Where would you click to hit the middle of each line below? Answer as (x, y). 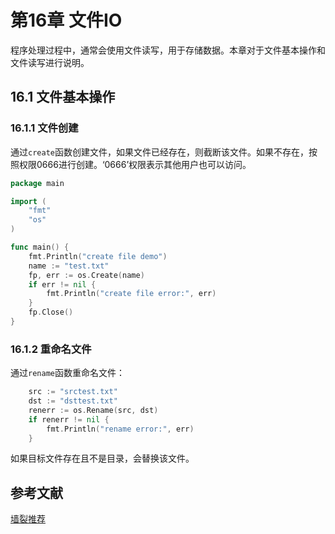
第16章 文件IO (66, 20)
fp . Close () (51, 312)
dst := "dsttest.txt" (73, 401)
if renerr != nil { (69, 419)
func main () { (40, 247)
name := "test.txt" (69, 266)
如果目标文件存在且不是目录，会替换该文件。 (102, 458)
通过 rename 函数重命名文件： (67, 373)
